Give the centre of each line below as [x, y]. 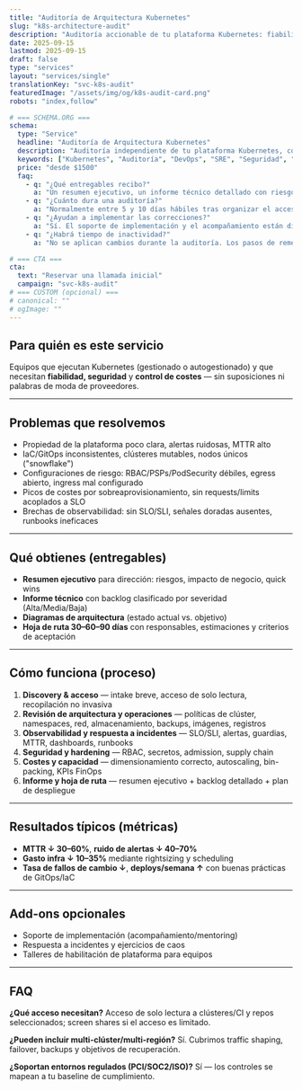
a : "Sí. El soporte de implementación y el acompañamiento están [158, 226]
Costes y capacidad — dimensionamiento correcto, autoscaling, [142, 761]
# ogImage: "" [36, 309]
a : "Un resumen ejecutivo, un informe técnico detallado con [150, 193]
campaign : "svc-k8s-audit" [68, 284]
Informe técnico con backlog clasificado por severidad [124, 598]
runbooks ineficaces [60, 521]
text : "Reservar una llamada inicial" [90, 276]
